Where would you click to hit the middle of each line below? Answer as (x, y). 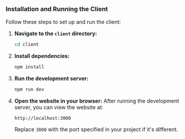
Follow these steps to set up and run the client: (63, 22)
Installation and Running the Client (57, 9)
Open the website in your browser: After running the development (97, 101)
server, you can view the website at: (59, 107)
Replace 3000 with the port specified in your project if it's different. (96, 129)
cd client (27, 45)
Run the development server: (51, 78)
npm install (29, 67)
